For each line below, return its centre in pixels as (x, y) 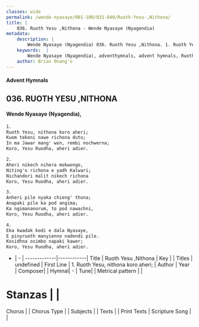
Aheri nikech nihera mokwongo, (45, 165)
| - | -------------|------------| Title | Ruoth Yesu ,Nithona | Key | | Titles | (104, 258)
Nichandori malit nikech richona (47, 176)
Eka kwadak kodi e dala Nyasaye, (47, 230)
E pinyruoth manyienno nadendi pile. (53, 236)
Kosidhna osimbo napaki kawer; (45, 242)
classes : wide (24, 12)
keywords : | (33, 50)
